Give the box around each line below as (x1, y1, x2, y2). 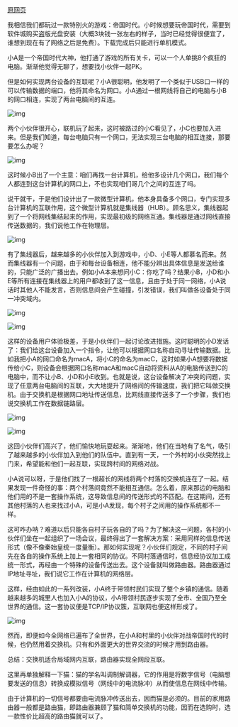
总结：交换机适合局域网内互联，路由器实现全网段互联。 (7, 655, 169, 663)
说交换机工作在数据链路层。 (7, 399, 89, 408)
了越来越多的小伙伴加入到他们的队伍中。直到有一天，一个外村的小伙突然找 (7, 451, 225, 459)
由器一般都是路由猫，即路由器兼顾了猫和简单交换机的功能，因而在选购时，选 (7, 703, 231, 711)
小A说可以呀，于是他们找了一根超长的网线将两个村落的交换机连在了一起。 (7, 474, 223, 483)
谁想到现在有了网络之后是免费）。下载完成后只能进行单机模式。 (7, 38, 191, 47)
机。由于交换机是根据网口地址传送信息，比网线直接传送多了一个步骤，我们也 (7, 390, 231, 398)
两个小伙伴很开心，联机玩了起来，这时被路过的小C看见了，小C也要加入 (7, 124, 215, 132)
